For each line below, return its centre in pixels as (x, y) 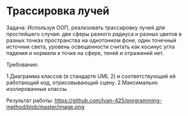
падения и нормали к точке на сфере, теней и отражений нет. (85, 53)
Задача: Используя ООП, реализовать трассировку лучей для (86, 28)
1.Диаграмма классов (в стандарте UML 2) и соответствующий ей (91, 76)
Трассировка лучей (58, 11)
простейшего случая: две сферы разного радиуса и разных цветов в (94, 33)
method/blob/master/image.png (45, 106)
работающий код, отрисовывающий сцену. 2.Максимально (82, 83)
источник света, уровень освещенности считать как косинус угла (90, 47)
